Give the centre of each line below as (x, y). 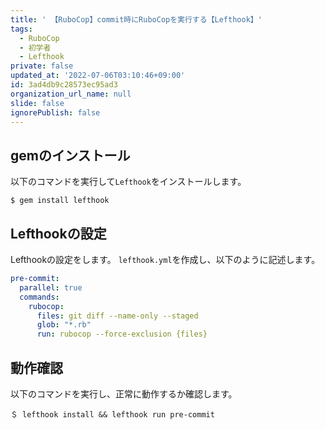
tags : (21, 29)
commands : (39, 297)
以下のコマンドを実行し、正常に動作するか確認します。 (124, 393)
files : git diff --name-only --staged (117, 316)
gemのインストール (70, 155)
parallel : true (51, 287)
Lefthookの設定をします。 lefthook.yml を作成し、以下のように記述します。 (165, 259)
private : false (42, 66)
